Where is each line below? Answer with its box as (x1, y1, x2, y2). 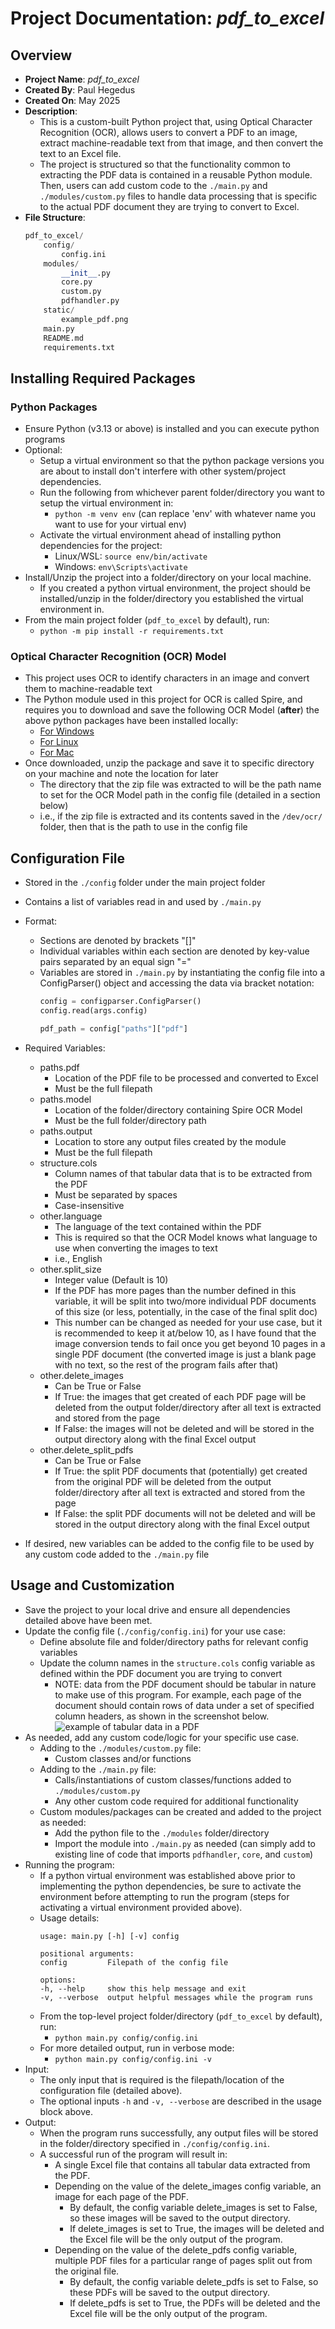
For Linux (39, 736, 79, 748)
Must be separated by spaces (54, 1188, 178, 1201)
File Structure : (24, 212, 86, 223)
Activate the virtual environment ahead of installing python (39, 529, 282, 541)
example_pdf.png (61, 314, 129, 324)
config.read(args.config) (39, 1006, 148, 1016)
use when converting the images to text (54, 1242, 218, 1254)
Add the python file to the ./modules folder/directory (54, 1827, 270, 1839)
